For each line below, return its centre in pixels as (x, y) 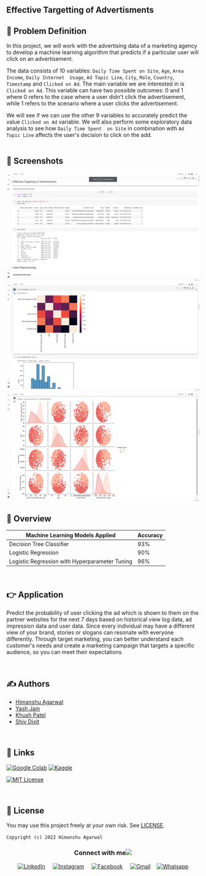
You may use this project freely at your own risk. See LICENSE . (86, 826)
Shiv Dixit (27, 721)
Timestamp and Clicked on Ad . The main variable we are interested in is (96, 84)
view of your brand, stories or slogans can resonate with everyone (90, 632)
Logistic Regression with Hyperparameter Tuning (71, 561)
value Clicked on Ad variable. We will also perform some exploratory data (99, 122)
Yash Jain (28, 708)
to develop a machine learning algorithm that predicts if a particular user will (103, 52)
